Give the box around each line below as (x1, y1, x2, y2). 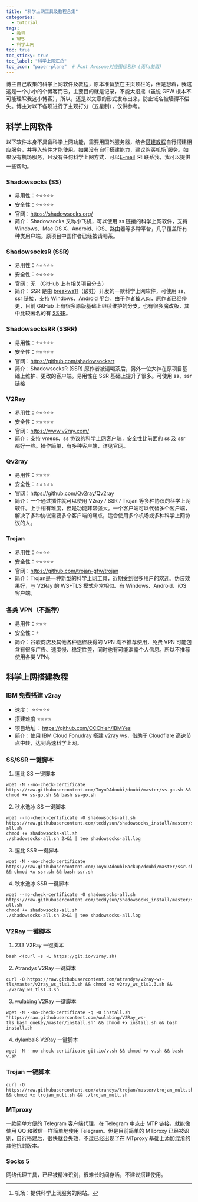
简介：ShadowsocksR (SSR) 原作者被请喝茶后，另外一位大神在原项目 (14, 364, 183, 372)
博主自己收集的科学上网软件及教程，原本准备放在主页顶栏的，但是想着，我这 (6, 80, 192, 87)
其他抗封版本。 (6, 1142, 42, 1149)
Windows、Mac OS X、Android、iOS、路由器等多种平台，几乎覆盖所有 (14, 225, 187, 232)
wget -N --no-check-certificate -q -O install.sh (6, 1009, 131, 1016)
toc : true (6, 47, 31, 53)
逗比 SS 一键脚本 (14, 770, 56, 777)
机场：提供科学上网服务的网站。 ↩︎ (14, 1190, 98, 1197)
